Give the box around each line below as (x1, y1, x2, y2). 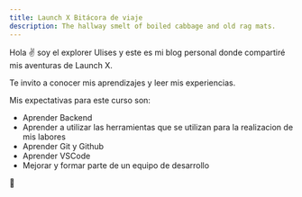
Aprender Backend (22, 112, 93, 122)
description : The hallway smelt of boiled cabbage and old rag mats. (9, 22, 277, 31)
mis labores (22, 131, 66, 142)
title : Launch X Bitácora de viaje (9, 13, 143, 22)
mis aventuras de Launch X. (9, 59, 113, 70)
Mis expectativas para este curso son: (9, 94, 151, 105)
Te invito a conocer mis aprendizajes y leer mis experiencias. (9, 77, 236, 88)
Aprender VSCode (22, 150, 91, 161)
